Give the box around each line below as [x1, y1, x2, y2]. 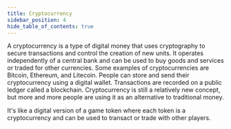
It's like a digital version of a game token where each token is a [7, 106, 186, 115]
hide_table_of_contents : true [7, 23, 94, 30]
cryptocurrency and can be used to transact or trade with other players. [7, 114, 212, 122]
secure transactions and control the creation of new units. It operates [7, 49, 204, 57]
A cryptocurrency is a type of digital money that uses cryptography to [7, 42, 205, 50]
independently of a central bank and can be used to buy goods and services [7, 57, 224, 65]
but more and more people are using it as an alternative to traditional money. [7, 93, 224, 101]
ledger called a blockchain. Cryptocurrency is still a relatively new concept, [7, 86, 221, 94]
